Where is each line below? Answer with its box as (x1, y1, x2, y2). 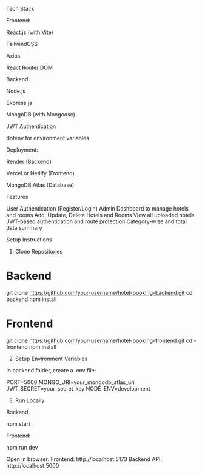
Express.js (6, 99, 32, 106)
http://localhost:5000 (6, 462, 59, 469)
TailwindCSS (6, 41, 38, 47)
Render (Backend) (6, 158, 52, 165)
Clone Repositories (15, 248, 63, 255)
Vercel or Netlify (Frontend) (6, 170, 75, 177)
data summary (6, 224, 42, 231)
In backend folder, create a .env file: (6, 366, 96, 374)
